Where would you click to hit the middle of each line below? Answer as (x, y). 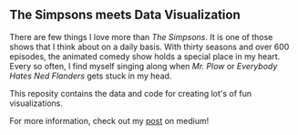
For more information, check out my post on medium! (109, 120)
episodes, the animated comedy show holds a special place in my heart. (145, 56)
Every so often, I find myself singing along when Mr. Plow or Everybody (144, 66)
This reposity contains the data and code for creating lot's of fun (131, 93)
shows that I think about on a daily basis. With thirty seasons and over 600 (149, 47)
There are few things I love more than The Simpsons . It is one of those (141, 36)
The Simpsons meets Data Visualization (125, 15)
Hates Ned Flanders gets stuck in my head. (91, 76)
